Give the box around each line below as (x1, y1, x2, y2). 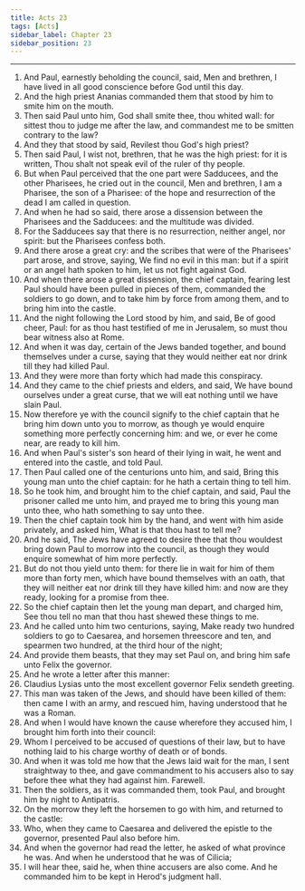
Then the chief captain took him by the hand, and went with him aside (23, 515, 284, 526)
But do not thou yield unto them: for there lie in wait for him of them (23, 563, 275, 574)
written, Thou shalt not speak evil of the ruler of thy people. (23, 159, 245, 169)
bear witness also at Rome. (23, 332, 125, 343)
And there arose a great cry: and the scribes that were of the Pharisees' (23, 246, 291, 257)
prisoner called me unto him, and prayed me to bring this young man (23, 496, 280, 507)
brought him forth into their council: (23, 727, 157, 738)
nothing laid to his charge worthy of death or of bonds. (23, 746, 228, 757)
